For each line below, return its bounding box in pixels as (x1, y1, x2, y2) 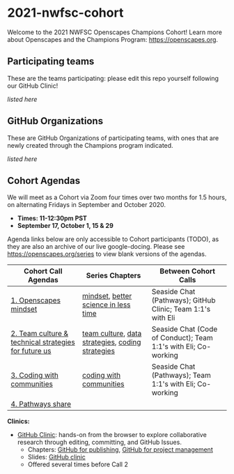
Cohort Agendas (7, 174, 81, 186)
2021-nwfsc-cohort (7, 5, 124, 21)
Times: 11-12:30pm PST (17, 214, 87, 222)
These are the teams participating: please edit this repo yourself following (7, 74, 219, 82)
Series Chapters (86, 270, 141, 280)
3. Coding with (10, 371, 59, 381)
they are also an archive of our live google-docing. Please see (7, 243, 185, 251)
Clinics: (7, 417, 30, 426)
